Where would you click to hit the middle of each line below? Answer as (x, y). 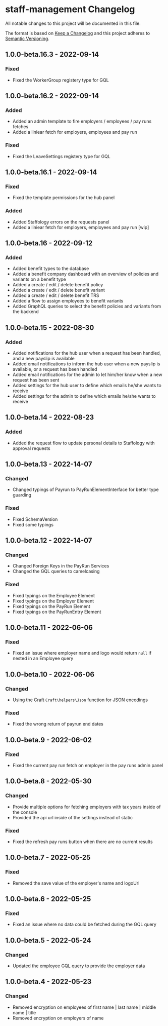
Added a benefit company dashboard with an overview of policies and (86, 274)
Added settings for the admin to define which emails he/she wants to (84, 396)
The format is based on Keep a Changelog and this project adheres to (78, 33)
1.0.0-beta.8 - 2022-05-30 (48, 781)
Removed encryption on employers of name (58, 1018)
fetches (20, 127)
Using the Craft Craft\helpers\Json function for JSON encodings (80, 700)
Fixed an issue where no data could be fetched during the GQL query (84, 924)
